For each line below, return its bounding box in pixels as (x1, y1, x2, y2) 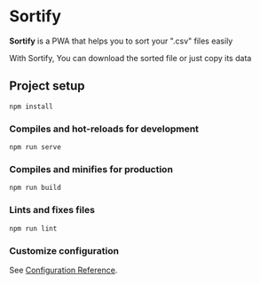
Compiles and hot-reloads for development (9, 122, 200, 135)
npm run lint (9, 224, 58, 233)
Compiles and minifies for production (9, 162, 173, 175)
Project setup (9, 78, 86, 94)
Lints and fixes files (9, 204, 96, 217)
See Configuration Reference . (9, 264, 118, 275)
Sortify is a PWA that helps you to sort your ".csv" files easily (9, 35, 233, 46)
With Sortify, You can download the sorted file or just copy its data (9, 52, 252, 63)
